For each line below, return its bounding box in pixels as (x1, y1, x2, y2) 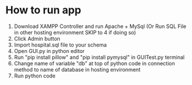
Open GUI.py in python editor (13, 47, 85, 54)
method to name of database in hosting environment (13, 66, 141, 73)
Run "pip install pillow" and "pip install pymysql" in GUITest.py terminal (13, 54, 185, 61)
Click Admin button (13, 35, 61, 42)
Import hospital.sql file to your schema (13, 41, 107, 48)
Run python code (13, 72, 56, 79)
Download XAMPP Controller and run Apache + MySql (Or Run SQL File (13, 23, 187, 30)
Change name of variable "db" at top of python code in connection (13, 59, 175, 67)
